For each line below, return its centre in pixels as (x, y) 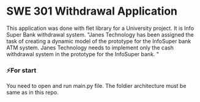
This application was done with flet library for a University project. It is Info (100, 28)
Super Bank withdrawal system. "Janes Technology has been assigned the (100, 34)
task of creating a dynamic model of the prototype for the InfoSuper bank (99, 41)
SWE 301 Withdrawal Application (92, 11)
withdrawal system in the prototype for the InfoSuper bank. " (83, 54)
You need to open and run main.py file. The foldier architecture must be (96, 86)
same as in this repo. (33, 92)
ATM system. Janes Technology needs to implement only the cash (90, 48)
